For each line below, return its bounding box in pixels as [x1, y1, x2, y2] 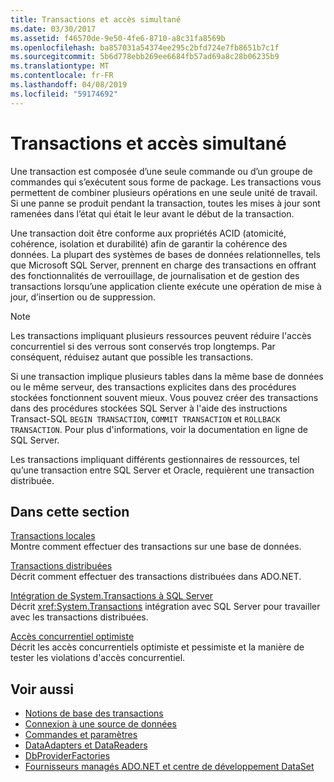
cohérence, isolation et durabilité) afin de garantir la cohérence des [10, 237, 288, 250]
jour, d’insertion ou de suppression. [10, 291, 157, 303]
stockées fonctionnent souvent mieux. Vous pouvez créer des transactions [10, 391, 319, 403]
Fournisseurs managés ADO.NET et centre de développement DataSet [24, 761, 315, 773]
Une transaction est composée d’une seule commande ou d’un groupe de [10, 165, 313, 177]
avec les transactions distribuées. [10, 611, 149, 623]
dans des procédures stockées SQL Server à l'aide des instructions [10, 402, 288, 414]
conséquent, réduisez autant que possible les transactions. [10, 351, 254, 363]
